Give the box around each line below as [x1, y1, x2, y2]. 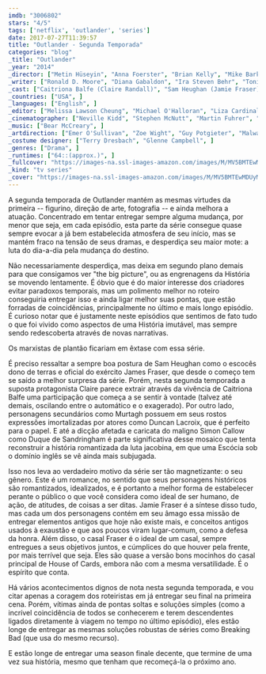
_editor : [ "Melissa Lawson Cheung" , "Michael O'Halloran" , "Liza [8, 108, 228, 115]
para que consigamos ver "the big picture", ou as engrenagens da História [8, 269, 251, 278]
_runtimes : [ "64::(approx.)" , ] [8, 151, 115, 159]
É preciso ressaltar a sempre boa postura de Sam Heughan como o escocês [8, 358, 257, 368]
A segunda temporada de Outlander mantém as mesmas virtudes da [8, 195, 231, 204]
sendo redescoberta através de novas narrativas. [8, 328, 169, 337]
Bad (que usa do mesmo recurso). [8, 633, 120, 642]
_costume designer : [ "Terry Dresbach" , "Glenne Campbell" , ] [8, 136, 215, 145]
